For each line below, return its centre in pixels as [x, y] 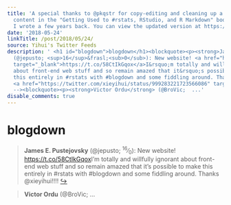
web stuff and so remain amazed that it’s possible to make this [125, 167]
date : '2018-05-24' [35, 33]
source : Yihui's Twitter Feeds [52, 45]
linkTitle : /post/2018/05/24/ [51, 39]
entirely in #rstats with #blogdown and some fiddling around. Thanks [121, 174]
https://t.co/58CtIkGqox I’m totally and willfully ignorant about [110, 159]
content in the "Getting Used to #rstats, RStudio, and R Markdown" [113, 20]
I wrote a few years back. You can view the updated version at [107, 26]
